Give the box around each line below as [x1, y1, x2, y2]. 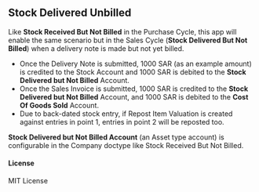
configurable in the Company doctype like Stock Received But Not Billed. [8, 140, 244, 150]
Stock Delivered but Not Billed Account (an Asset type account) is [8, 132, 225, 142]
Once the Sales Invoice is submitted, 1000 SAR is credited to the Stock [19, 84, 249, 93]
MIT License [8, 176, 49, 186]
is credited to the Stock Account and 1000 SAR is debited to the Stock [19, 67, 246, 77]
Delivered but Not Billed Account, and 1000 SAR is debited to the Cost [19, 92, 249, 101]
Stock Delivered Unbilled [8, 6, 132, 20]
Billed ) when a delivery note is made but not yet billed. [8, 43, 184, 53]
